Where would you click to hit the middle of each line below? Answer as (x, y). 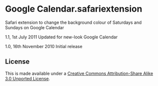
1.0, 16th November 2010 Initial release (44, 46)
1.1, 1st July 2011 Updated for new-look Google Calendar (61, 37)
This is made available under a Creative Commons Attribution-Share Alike (79, 73)
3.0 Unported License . (28, 78)
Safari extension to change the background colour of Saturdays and (73, 22)
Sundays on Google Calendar (35, 27)
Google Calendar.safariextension (74, 9)
